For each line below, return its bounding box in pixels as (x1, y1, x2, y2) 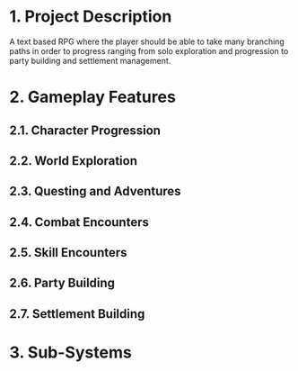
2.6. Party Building (9, 276, 115, 291)
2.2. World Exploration (9, 153, 137, 168)
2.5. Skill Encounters (9, 245, 127, 260)
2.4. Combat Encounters (9, 214, 150, 230)
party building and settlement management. (9, 55, 171, 66)
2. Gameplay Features (9, 87, 177, 107)
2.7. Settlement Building (9, 306, 145, 321)
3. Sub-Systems (9, 342, 132, 363)
